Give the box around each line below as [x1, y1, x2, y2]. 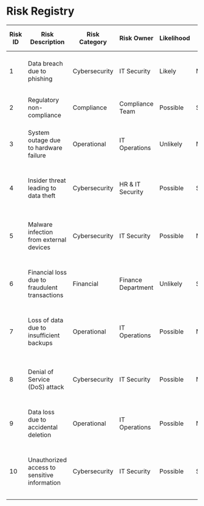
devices [28, 243, 50, 251]
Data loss [28, 408, 55, 416]
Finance [119, 275, 143, 284]
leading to [28, 183, 56, 192]
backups [28, 338, 53, 347]
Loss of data [28, 316, 64, 324]
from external [28, 235, 67, 244]
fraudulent [28, 283, 58, 292]
